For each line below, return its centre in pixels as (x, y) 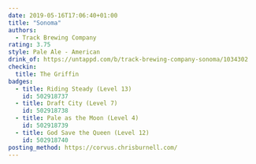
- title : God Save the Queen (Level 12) (82, 132)
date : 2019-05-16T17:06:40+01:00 (63, 15)
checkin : (22, 67)
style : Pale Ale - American (54, 52)
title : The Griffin (47, 74)
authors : (22, 30)
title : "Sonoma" (35, 23)
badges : (21, 81)
